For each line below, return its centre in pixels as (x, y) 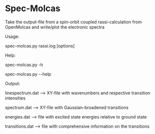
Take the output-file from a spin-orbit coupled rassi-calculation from (73, 22)
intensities (15, 98)
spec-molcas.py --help (28, 74)
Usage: (12, 36)
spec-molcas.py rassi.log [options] (40, 46)
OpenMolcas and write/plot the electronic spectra (55, 27)
